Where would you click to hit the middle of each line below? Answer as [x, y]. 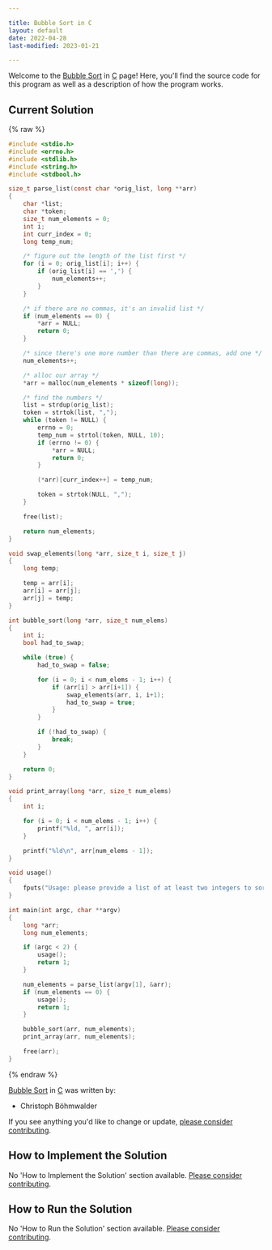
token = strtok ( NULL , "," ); [85, 495]
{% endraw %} [33, 1074]
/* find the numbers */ [63, 398]
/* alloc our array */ [61, 375]
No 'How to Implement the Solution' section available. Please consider [125, 1175]
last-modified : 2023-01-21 [54, 45]
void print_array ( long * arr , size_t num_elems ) [90, 791]
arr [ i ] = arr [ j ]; [52, 591]
